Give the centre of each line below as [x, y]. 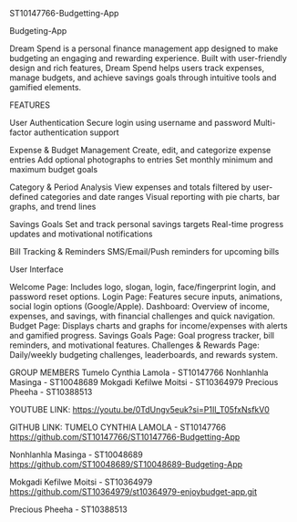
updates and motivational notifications [81, 234]
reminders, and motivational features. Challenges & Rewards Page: [134, 345]
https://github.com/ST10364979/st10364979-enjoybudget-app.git [133, 491]
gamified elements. [46, 87]
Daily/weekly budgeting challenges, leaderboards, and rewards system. [143, 355]
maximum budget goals [54, 169]
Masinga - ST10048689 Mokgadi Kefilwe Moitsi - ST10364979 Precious [144, 382]
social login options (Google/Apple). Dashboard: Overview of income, [140, 306]
